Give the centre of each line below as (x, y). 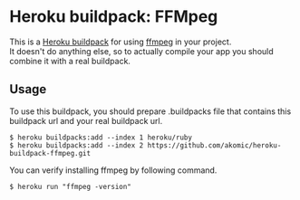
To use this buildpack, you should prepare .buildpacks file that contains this (150, 111)
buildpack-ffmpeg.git (50, 153)
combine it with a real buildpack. (70, 61)
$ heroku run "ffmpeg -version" (70, 186)
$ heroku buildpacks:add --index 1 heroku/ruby (101, 138)
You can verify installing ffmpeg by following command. (113, 170)
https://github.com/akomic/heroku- (214, 145)
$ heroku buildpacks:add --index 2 (77, 145)
